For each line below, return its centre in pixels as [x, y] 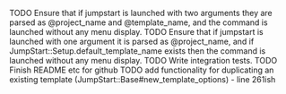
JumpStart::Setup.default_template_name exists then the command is [138, 51]
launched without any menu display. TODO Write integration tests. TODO [143, 60]
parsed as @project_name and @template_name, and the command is [139, 22]
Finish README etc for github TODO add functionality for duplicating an [142, 70]
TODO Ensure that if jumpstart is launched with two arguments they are [141, 13]
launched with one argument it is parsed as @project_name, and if [132, 41]
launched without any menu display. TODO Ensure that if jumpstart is [136, 32]
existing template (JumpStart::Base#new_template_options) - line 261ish [143, 79]
